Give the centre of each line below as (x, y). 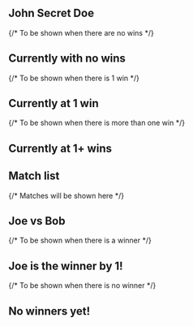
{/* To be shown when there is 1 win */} (74, 78)
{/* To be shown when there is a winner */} (80, 240)
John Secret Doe (51, 13)
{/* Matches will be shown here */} (66, 195)
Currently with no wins (67, 59)
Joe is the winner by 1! (66, 266)
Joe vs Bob (37, 221)
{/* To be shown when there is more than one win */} (96, 123)
